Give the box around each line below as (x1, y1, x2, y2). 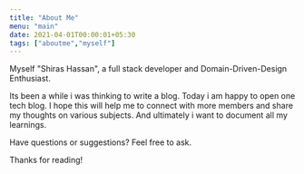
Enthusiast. (9, 73, 52, 84)
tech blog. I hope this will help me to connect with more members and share (9, 101, 293, 111)
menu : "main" (9, 22, 59, 31)
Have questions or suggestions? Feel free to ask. (9, 137, 192, 148)
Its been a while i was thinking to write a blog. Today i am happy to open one (9, 91, 296, 101)
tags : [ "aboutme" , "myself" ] (9, 38, 116, 48)
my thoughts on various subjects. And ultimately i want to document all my (9, 110, 289, 121)
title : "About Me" (9, 13, 79, 23)
